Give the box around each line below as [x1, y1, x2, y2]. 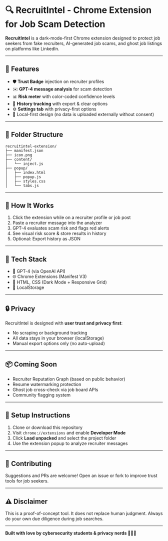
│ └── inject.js [5, 161, 43, 166]
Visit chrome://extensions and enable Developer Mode [12, 429, 126, 435]
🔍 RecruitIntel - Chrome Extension [5, 4, 151, 16]
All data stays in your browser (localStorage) [12, 335, 104, 341]
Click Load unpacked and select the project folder [12, 435, 116, 441]
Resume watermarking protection [12, 381, 81, 387]
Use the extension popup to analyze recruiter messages [12, 440, 128, 446]
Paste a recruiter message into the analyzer [12, 220, 102, 226]
